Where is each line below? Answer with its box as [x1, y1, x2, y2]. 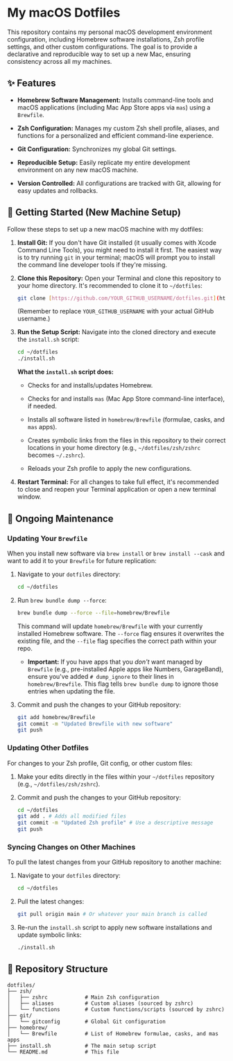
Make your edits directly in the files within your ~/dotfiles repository [17, 772, 215, 781]
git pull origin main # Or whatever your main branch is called [17, 911, 207, 918]
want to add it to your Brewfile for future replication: [7, 556, 157, 564]
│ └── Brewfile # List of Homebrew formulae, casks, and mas [7, 1030, 218, 1037]
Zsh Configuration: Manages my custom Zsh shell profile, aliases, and [17, 123, 220, 132]
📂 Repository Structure [7, 963, 108, 975]
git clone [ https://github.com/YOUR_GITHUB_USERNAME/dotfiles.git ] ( [17, 295, 220, 302]
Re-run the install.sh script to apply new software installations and [17, 924, 212, 932]
